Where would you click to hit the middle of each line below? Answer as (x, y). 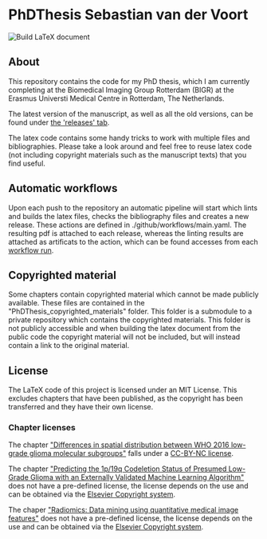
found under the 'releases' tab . (59, 122)
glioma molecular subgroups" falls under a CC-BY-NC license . (131, 453)
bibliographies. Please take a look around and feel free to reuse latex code (130, 146)
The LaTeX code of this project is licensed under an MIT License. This (123, 390)
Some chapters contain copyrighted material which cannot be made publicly (133, 294)
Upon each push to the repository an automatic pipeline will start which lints (133, 208)
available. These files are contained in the (77, 303)
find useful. (27, 163)
